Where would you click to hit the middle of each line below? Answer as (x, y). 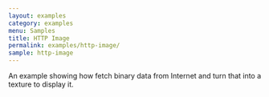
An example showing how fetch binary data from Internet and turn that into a (135, 76)
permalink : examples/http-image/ (64, 46)
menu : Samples (32, 30)
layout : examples (37, 16)
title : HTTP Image (39, 38)
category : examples (41, 23)
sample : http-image (41, 53)
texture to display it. (41, 84)
